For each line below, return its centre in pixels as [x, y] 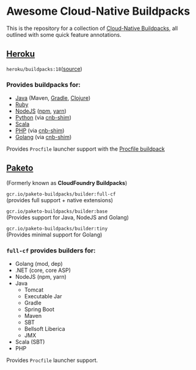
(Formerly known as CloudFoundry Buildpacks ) [67, 183]
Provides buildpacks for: [44, 85]
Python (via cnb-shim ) [43, 118]
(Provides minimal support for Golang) [54, 235]
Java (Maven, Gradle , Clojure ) [53, 98]
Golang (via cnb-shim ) [43, 137]
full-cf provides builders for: [51, 251]
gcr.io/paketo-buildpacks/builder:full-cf [61, 194]
